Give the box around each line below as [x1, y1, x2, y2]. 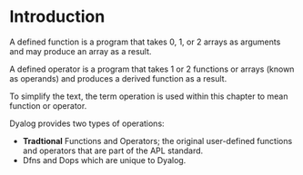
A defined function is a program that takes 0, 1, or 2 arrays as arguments [9, 36, 281, 47]
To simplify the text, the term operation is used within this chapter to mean [9, 91, 288, 102]
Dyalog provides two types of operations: [9, 118, 166, 129]
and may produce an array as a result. [9, 45, 152, 56]
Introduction [9, 6, 106, 27]
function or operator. [9, 100, 87, 111]
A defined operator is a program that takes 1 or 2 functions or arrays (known [9, 63, 295, 74]
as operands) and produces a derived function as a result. [9, 73, 227, 83]
